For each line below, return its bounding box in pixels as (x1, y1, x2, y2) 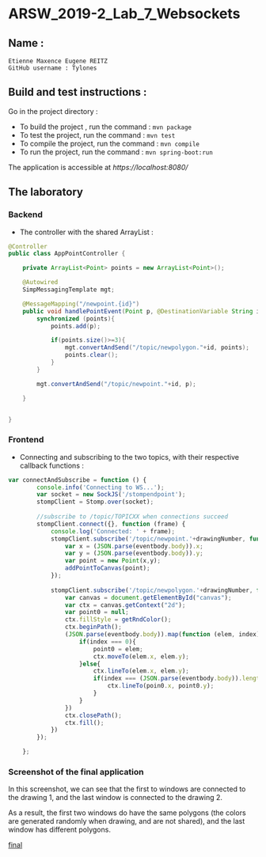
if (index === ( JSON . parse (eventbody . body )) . (93, 674, 243, 683)
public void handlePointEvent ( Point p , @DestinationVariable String (22, 307, 253, 315)
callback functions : (19, 461, 85, 470)
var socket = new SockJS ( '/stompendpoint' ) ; (36, 491, 186, 499)
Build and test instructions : (8, 85, 147, 99)
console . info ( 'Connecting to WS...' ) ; (36, 483, 165, 491)
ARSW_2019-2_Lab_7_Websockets (8, 5, 241, 23)
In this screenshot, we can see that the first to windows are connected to (8, 784, 246, 794)
